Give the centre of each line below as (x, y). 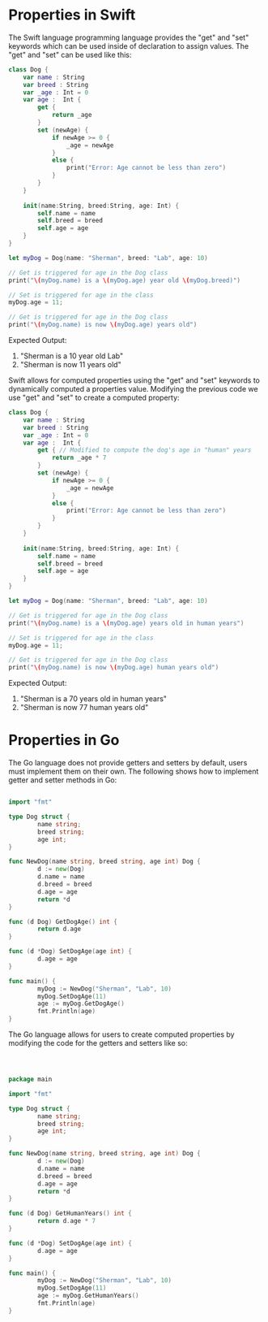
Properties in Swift (72, 15)
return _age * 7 (79, 458)
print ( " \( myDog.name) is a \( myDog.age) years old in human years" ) (126, 623)
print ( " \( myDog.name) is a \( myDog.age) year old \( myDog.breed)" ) (125, 280)
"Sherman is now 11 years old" (70, 365)
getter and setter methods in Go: (63, 780)
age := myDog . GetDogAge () (81, 1004)
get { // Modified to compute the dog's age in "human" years (145, 450)
